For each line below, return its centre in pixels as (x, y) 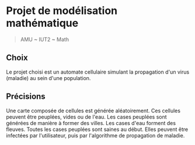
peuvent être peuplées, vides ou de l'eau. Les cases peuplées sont (87, 117)
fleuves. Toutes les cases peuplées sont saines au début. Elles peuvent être (97, 129)
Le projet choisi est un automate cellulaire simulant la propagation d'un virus (98, 72)
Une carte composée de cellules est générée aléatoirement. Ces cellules (93, 111)
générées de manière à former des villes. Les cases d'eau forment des (91, 123)
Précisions (26, 97)
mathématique (42, 23)
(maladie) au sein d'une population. (48, 78)
